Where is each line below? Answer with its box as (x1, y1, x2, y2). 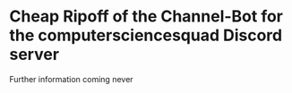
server (9, 45, 60, 64)
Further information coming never (9, 73, 133, 84)
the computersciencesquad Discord (9, 25, 283, 46)
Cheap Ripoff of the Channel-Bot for (9, 6, 284, 27)
